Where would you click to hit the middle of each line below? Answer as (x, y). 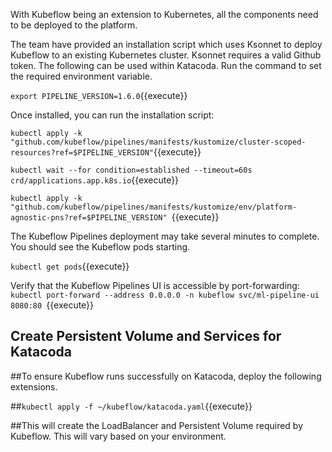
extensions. (34, 386)
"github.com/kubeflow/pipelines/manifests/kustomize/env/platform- (154, 207)
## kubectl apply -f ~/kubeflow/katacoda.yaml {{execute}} (131, 406)
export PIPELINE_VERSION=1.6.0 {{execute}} (99, 95)
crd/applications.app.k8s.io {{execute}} (95, 180)
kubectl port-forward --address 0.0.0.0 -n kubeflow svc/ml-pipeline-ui (165, 295)
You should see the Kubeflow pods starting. (100, 247)
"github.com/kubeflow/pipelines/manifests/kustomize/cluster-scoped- (158, 142)
